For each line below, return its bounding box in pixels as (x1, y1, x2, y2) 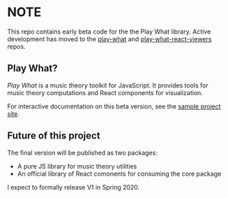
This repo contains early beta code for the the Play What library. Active (7, 27, 211, 36)
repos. (7, 42, 26, 50)
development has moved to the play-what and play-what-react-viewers (7, 34, 212, 43)
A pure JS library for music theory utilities (17, 162, 137, 170)
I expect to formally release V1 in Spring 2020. (7, 183, 140, 191)
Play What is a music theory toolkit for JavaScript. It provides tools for (7, 81, 208, 90)
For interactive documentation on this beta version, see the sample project (7, 102, 221, 111)
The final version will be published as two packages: (7, 148, 158, 157)
